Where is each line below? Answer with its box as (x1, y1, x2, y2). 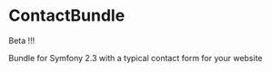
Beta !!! (8, 35, 35, 46)
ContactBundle (8, 5, 126, 26)
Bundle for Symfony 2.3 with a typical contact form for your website (8, 52, 263, 63)
